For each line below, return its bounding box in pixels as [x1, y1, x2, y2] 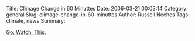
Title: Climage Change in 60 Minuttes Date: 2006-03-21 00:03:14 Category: [6, 5, 189, 12]
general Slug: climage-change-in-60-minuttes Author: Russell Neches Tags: [6, 11, 190, 18]
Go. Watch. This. [6, 29, 46, 36]
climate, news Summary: [6, 18, 66, 24]
